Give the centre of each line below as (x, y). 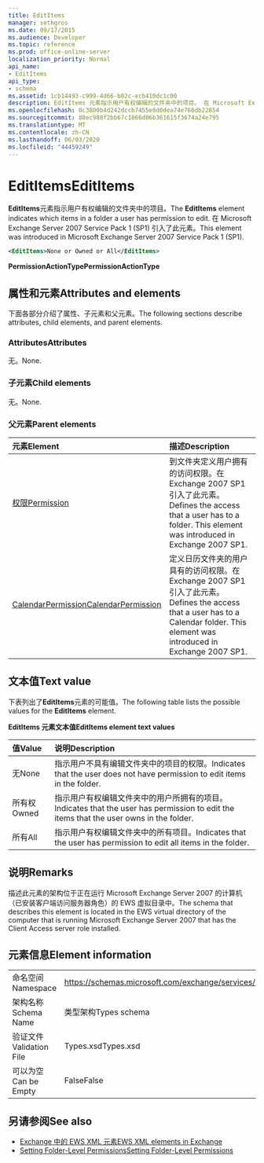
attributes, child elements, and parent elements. (85, 322)
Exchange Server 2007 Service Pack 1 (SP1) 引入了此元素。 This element (125, 228)
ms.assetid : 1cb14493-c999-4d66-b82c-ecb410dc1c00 (93, 96)
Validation (30, 1047)
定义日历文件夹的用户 (208, 559)
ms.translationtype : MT (47, 125)
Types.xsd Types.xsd (102, 1046)
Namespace (35, 989)
